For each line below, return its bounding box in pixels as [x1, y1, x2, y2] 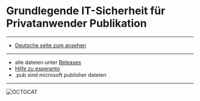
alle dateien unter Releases [14, 58, 82, 66]
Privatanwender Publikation [6, 17, 147, 30]
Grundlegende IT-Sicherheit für [6, 4, 165, 18]
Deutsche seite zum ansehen [14, 41, 86, 48]
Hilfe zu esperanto [14, 65, 61, 72]
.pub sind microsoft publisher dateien [14, 71, 107, 78]
